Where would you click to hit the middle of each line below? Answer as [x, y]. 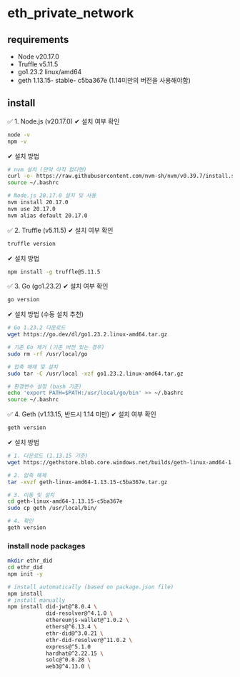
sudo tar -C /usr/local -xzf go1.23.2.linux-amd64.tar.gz [95, 373]
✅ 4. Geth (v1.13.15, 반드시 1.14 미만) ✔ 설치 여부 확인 [82, 414]
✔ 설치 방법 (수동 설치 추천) [46, 314]
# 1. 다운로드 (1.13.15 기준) [48, 456]
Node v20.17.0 [38, 56]
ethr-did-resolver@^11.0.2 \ [89, 640]
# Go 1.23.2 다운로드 [36, 328]
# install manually [36, 600]
